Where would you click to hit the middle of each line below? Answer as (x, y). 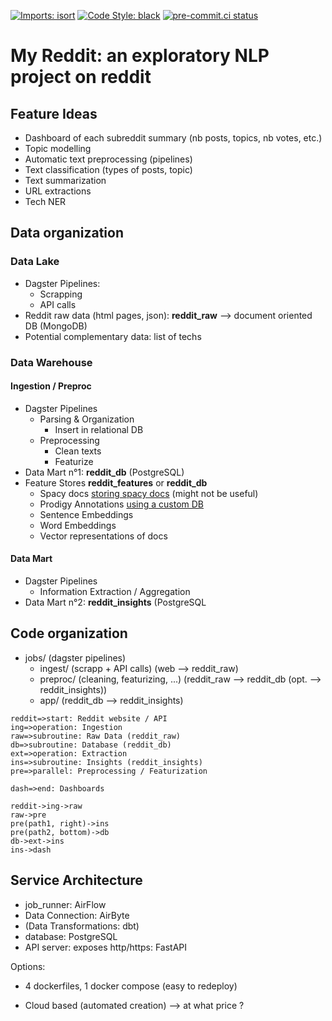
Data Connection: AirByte (77, 915)
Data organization (67, 233)
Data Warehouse (51, 362)
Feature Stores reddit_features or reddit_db (116, 482)
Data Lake (35, 262)
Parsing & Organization (87, 419)
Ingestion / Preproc (51, 386)
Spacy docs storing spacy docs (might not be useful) (149, 493)
